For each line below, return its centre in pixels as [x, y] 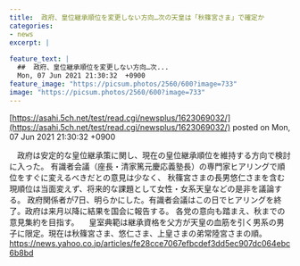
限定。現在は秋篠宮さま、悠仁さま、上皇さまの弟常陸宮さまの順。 [146, 233]
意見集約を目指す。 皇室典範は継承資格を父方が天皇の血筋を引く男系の [143, 222]
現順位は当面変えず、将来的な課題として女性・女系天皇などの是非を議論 [142, 188]
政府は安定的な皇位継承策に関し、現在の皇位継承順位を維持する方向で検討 [154, 155]
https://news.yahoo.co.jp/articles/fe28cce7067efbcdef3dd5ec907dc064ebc [150, 243]
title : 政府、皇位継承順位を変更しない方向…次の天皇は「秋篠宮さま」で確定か [137, 17]
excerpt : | [29, 42]
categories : [31, 26]
